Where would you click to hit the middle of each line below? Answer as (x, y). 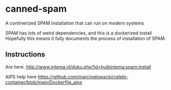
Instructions (25, 54)
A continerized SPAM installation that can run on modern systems (75, 23)
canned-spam (36, 9)
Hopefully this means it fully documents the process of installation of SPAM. (85, 38)
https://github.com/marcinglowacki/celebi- (83, 77)
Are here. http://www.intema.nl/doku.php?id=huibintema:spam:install (78, 66)
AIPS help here (21, 77)
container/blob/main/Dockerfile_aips (44, 82)
